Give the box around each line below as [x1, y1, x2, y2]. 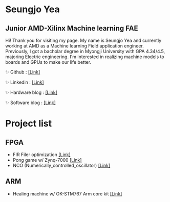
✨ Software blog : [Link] [5, 99, 56, 106]
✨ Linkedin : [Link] [5, 79, 45, 85]
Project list [5, 118, 52, 130]
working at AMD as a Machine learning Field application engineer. [5, 43, 144, 49]
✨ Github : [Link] [5, 69, 40, 75]
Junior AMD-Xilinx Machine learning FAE [5, 24, 138, 33]
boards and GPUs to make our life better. [5, 59, 91, 65]
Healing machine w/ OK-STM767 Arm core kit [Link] [12, 190, 122, 197]
